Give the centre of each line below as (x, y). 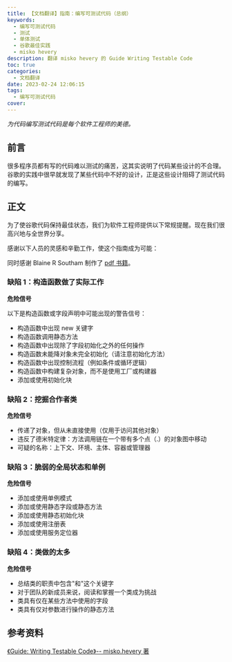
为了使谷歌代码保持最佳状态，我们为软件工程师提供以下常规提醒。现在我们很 (116, 224)
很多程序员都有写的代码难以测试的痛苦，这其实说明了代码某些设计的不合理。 (116, 166)
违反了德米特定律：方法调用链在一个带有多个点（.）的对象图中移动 (112, 439)
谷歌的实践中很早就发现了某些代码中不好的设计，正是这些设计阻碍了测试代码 (116, 174)
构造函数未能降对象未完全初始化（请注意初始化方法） (93, 353)
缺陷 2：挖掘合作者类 (42, 399)
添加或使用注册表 (41, 524)
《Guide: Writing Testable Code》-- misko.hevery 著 (78, 651)
